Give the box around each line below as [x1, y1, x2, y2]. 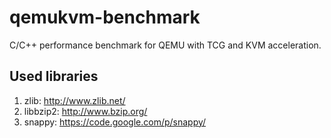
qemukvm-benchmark [9, 6, 201, 29]
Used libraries [9, 68, 99, 85]
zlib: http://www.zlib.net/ [23, 94, 126, 106]
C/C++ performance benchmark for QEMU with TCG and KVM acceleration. [9, 39, 322, 51]
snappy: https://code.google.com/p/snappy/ [23, 116, 207, 128]
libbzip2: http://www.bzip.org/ [23, 105, 148, 117]
